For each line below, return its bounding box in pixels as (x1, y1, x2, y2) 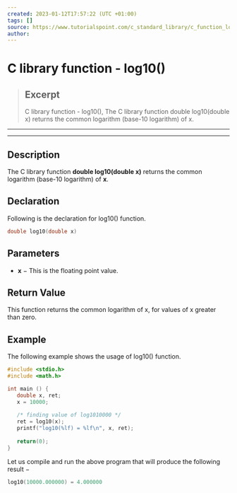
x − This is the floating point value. (17, 266, 119, 274)
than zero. (7, 313, 37, 322)
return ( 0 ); (16, 438, 49, 445)
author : (7, 30, 30, 37)
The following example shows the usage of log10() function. (7, 352, 181, 361)
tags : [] (7, 17, 33, 24)
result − (7, 465, 30, 473)
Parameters (7, 248, 60, 260)
